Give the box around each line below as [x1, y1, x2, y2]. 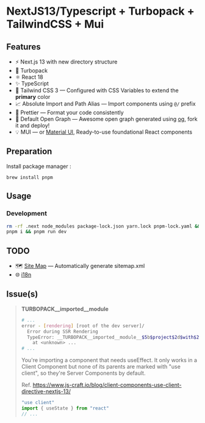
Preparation [6, 146, 52, 157]
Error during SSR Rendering [27, 328, 99, 334]
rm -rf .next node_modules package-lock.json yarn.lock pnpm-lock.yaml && [6, 223, 201, 230]
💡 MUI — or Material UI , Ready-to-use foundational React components [15, 128, 193, 136]
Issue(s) [6, 289, 38, 300]
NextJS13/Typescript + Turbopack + [6, 4, 195, 18]
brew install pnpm [6, 174, 53, 181]
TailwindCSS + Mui [6, 17, 104, 31]
